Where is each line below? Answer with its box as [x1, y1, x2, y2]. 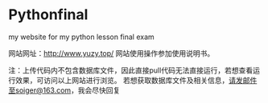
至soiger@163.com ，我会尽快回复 [8, 85, 121, 95]
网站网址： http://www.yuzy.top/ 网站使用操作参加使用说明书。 [8, 48, 215, 57]
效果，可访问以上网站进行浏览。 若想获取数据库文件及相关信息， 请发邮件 [14, 75, 258, 85]
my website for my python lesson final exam [8, 32, 155, 42]
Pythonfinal [8, 6, 89, 24]
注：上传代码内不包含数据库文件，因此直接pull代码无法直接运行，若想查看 [8, 65, 254, 75]
